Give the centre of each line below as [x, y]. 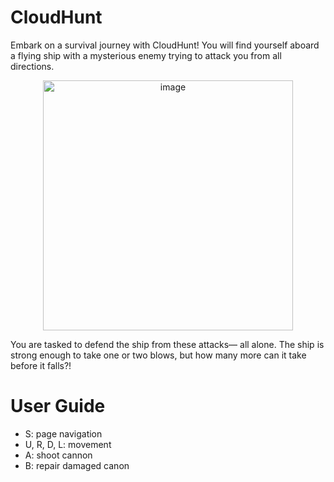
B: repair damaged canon [77, 465]
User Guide [58, 406]
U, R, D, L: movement [68, 444]
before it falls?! [41, 365]
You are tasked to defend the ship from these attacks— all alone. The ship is [167, 344]
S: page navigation [63, 433]
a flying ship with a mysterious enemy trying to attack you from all [146, 55]
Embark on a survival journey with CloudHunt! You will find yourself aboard [165, 45]
